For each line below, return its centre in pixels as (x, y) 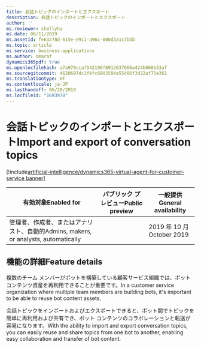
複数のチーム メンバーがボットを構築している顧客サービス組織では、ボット (99, 277)
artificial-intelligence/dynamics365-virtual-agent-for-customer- (106, 172)
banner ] (36, 178)
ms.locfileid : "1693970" (37, 95)
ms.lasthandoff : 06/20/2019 (41, 90)
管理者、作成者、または (42, 222)
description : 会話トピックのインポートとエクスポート (66, 17)
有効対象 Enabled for (52, 202)
